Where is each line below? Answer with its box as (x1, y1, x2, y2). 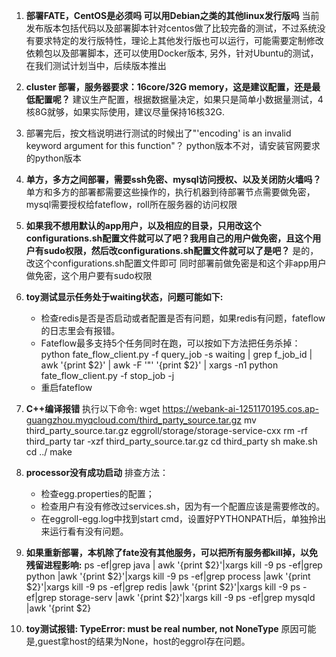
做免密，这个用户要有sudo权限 (25, 270, 153, 281)
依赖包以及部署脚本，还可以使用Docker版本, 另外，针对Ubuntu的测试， (25, 47, 319, 59)
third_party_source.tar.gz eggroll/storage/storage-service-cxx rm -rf (25, 425, 308, 436)
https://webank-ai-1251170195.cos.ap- (162, 403, 319, 414)
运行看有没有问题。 (49, 525, 129, 537)
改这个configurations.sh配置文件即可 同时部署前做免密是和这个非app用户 (25, 257, 327, 269)
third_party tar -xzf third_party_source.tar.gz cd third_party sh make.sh (25, 435, 318, 447)
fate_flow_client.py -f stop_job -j (40, 370, 175, 381)
